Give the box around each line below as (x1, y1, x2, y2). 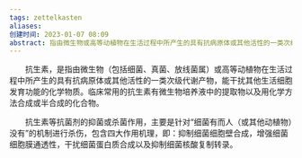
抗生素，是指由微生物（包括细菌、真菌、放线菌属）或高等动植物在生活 (24, 64, 285, 75)
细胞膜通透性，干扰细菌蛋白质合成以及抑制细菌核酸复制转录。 (9, 139, 238, 150)
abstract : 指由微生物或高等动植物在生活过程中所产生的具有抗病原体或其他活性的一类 (9, 38, 284, 48)
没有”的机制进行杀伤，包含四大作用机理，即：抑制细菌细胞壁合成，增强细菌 (9, 127, 289, 139)
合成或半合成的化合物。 (16, 98, 104, 109)
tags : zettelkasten (9, 13, 83, 22)
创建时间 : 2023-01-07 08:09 (9, 30, 110, 39)
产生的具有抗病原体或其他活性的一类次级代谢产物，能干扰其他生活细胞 (32, 75, 293, 86)
